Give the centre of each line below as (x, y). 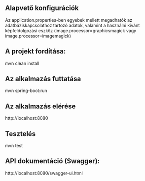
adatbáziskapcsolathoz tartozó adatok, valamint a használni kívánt (72, 25)
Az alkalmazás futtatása (43, 79)
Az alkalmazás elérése (40, 106)
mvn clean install (22, 63)
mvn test (14, 146)
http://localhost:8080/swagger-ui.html (44, 173)
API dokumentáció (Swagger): (53, 161)
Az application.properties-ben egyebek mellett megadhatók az (69, 20)
